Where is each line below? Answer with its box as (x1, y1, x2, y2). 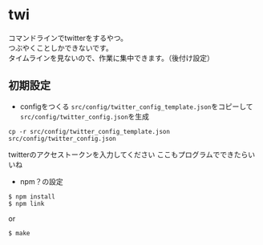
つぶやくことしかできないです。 (8, 42, 114, 53)
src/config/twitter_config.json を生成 (19, 111, 150, 121)
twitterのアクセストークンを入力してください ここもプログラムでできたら (8, 150, 249, 159)
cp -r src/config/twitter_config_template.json (8, 127, 171, 135)
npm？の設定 (19, 176, 63, 186)
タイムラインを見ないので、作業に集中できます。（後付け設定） (8, 53, 215, 62)
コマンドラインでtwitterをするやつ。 (8, 33, 128, 42)
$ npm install (8, 192, 56, 201)
